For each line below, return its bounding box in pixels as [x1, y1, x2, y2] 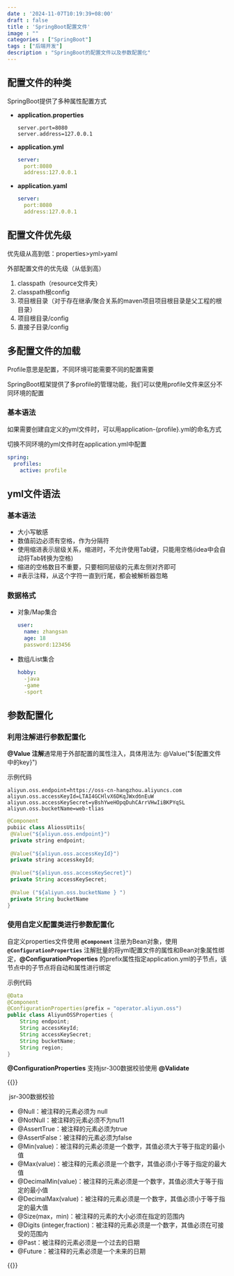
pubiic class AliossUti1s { [7, 824, 86, 831]
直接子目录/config [17, 322, 69, 331]
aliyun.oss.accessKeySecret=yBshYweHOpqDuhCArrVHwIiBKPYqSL [7, 799, 186, 806]
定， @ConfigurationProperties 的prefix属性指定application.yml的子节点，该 [7, 954, 227, 963]
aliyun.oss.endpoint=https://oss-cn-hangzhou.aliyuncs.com [7, 787, 182, 794]
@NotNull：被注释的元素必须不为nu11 [17, 1116, 125, 1124]
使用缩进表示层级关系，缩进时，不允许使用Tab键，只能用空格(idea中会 [17, 545, 220, 554]
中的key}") [7, 758, 38, 766]
